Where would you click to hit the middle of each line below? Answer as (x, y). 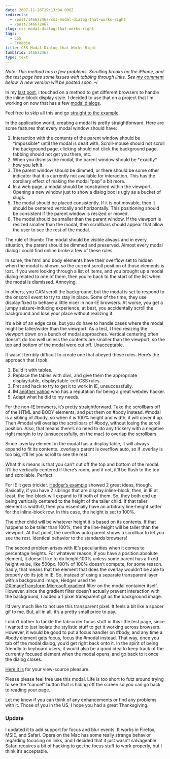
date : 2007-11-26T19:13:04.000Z (39, 10)
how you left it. (28, 165)
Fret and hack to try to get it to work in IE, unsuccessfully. (73, 386)
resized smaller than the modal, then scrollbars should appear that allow (88, 225)
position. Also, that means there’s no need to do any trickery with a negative (84, 429)
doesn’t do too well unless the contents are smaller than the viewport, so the (85, 340)
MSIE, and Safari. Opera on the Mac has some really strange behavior (78, 735)
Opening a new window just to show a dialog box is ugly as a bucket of (87, 192)
